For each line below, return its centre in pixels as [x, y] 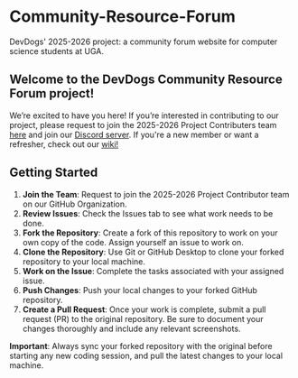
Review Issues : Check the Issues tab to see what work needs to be [148, 213]
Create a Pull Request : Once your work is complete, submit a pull [144, 309]
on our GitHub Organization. [75, 204]
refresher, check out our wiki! [64, 144]
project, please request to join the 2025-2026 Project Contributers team [143, 124]
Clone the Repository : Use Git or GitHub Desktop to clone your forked [153, 252]
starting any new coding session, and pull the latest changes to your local [146, 355]
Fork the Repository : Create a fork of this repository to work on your [150, 233]
